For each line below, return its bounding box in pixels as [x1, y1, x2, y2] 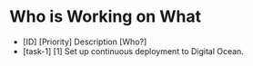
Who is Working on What [9, 6, 202, 27]
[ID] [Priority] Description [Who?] [22, 36, 147, 47]
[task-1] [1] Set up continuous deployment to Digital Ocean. [22, 45, 244, 56]
